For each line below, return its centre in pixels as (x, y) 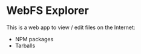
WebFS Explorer (48, 11)
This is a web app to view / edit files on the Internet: (71, 27)
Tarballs (25, 46)
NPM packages (34, 39)
